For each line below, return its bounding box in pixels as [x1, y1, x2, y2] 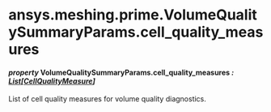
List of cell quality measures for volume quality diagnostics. [8, 94, 206, 104]
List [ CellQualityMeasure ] [8, 75, 95, 86]
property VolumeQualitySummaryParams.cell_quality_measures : [8, 67, 235, 77]
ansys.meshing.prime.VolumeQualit [8, 6, 257, 24]
